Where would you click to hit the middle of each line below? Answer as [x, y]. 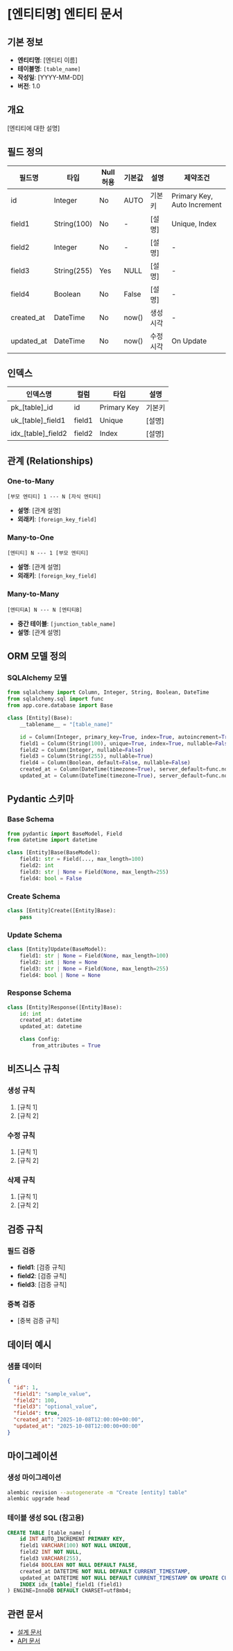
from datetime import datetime [52, 840]
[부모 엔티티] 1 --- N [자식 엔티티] [54, 497]
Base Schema [31, 819]
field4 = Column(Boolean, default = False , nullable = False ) [105, 763]
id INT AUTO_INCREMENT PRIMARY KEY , [73, 1539]
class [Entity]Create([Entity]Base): [62, 911]
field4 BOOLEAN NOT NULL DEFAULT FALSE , [79, 1565]
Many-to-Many [33, 594]
